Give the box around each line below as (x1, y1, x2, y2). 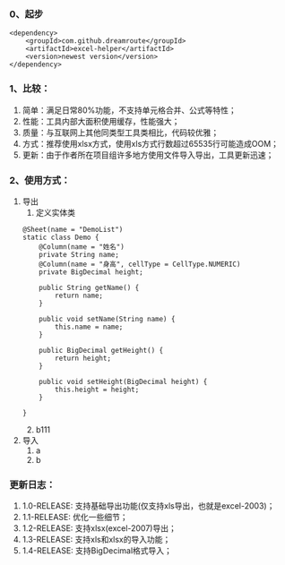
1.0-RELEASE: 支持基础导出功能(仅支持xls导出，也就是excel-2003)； (22, 501, 275, 511)
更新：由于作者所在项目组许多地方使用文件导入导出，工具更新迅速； (22, 150, 274, 160)
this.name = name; (55, 322, 124, 331)
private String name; (39, 250, 119, 259)
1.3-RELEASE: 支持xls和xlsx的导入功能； (22, 535, 171, 545)
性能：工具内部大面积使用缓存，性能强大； (22, 116, 180, 126)
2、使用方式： (9, 174, 71, 186)
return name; (55, 291, 103, 300)
